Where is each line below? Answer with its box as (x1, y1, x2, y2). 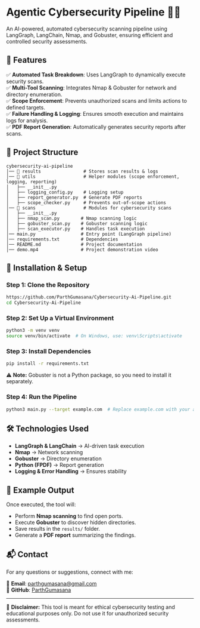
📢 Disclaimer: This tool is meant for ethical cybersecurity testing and (6, 603, 176, 611)
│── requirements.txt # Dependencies (6, 236, 118, 242)
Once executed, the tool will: (6, 501, 76, 508)
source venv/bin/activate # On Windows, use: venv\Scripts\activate (6, 333, 183, 339)
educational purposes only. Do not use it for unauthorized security (6, 609, 169, 617)
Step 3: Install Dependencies (6, 347, 91, 355)
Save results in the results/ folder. (14, 525, 100, 532)
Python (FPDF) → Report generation (14, 461, 104, 469)
